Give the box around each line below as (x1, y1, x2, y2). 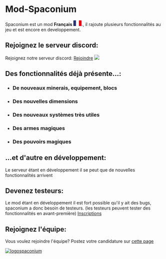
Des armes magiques (12, 124, 65, 131)
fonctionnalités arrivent (5, 172, 53, 178)
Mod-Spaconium (5, 3, 77, 15)
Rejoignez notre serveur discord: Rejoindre (5, 55, 93, 61)
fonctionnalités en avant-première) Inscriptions (5, 210, 102, 216)
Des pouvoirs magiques (12, 138, 71, 145)
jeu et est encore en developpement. (5, 26, 81, 32)
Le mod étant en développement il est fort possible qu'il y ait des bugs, (5, 200, 151, 206)
